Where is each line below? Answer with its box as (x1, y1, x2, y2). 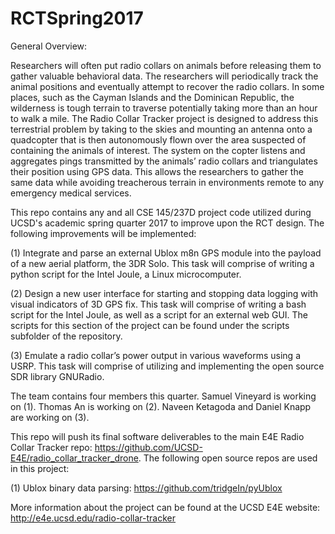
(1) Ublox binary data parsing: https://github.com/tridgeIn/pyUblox (10, 482, 283, 494)
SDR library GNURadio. (10, 370, 105, 382)
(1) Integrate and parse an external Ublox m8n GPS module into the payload (10, 247, 322, 259)
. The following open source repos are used (138, 452, 318, 464)
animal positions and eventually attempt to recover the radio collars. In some (10, 80, 325, 92)
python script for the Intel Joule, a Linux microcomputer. (10, 268, 242, 280)
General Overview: (10, 40, 88, 52)
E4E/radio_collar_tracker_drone (10, 452, 139, 464)
